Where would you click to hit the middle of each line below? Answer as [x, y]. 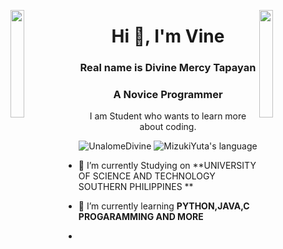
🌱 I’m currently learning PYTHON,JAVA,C [164, 206]
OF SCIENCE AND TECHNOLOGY [147, 176]
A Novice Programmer [168, 95]
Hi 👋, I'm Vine [168, 36]
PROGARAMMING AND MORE [141, 217]
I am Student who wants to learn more [168, 116]
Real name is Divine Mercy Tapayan [168, 68]
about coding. [168, 127]
